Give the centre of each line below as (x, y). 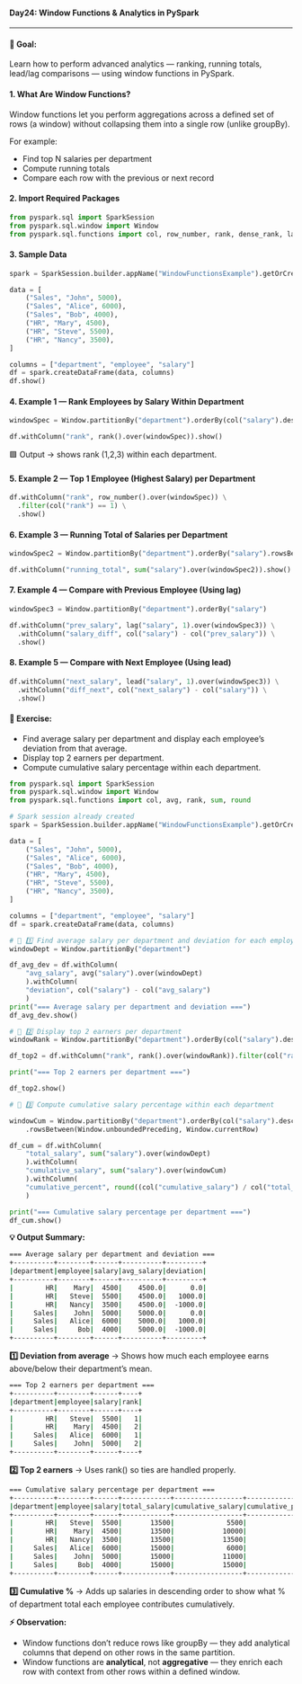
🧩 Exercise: (31, 718)
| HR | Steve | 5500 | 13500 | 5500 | (128, 1523)
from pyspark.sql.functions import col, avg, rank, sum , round (130, 800)
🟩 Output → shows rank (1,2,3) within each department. (113, 455)
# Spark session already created (72, 817)
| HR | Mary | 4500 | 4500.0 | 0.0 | (108, 1288)
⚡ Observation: (38, 1622)
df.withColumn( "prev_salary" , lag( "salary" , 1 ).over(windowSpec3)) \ (142, 625)
